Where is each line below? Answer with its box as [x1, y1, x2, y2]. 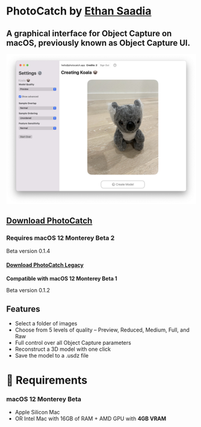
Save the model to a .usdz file [14, 352, 89, 359]
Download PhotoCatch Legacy [6, 261, 84, 268]
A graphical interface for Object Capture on [6, 28, 172, 39]
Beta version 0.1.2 [6, 286, 50, 294]
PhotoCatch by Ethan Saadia [6, 4, 152, 18]
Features [6, 304, 40, 314]
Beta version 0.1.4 [6, 248, 51, 255]
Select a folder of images [14, 320, 78, 327]
